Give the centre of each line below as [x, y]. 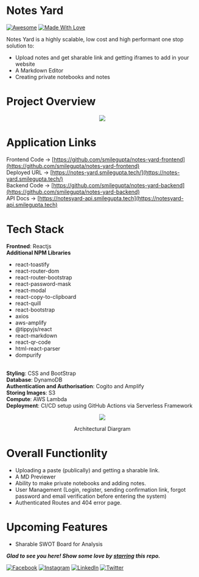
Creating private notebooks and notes [63, 77]
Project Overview [51, 102]
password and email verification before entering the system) [91, 496]
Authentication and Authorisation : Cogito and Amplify [75, 386]
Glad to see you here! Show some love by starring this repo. [83, 556]
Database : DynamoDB [34, 379]
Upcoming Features [57, 527]
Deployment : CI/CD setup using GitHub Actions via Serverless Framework [100, 405]
